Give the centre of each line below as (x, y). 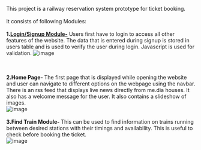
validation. (19, 53)
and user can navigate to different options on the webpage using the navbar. (101, 84)
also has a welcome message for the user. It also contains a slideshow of (97, 96)
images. (16, 103)
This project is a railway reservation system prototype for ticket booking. (96, 9)
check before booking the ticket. (46, 134)
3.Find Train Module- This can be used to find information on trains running (100, 122)
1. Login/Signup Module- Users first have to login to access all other (91, 34)
